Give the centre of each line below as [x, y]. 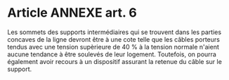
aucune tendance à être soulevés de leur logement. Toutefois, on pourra [112, 54]
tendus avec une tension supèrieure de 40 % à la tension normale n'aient [113, 47]
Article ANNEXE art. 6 [72, 13]
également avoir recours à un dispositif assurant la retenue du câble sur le [115, 61]
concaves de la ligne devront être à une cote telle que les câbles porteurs [113, 39]
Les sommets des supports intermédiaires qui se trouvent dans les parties [115, 32]
